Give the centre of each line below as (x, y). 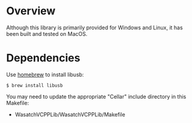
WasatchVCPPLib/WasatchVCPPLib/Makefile (70, 114)
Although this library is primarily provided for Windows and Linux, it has (94, 27)
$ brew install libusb (34, 85)
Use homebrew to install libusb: (45, 74)
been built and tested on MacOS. (47, 33)
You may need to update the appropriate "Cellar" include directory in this (96, 96)
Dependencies (43, 58)
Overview (31, 11)
